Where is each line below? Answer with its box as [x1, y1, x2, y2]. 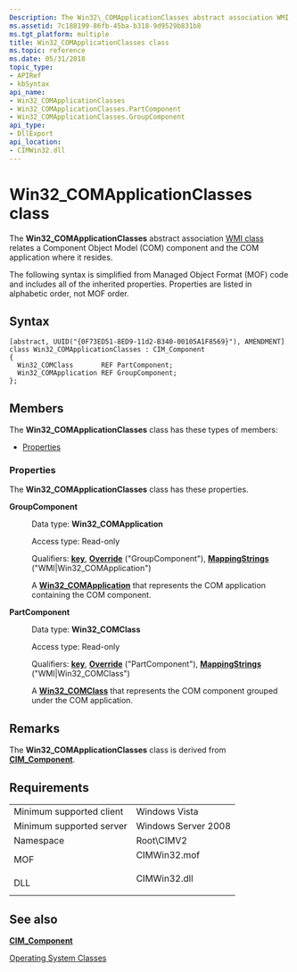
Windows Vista [136, 805, 199, 818]
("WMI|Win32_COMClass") [31, 669, 131, 679]
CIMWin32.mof [136, 849, 201, 861]
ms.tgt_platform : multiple [9, 29, 110, 38]
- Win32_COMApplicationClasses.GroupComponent [9, 112, 186, 121]
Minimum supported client [13, 805, 124, 818]
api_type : [9, 121, 46, 130]
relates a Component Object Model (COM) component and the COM [9, 242, 260, 253]
